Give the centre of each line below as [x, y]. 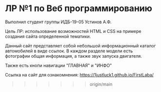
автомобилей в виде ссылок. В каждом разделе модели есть [69, 51]
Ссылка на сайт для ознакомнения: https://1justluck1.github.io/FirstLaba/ [80, 75]
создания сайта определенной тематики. [48, 36]
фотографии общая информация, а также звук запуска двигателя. [73, 56]
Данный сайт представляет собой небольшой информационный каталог [80, 46]
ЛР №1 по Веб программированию [79, 8]
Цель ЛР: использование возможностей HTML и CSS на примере [73, 31]
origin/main [101, 84]
